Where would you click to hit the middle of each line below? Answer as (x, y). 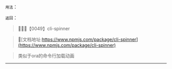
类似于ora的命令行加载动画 (46, 56)
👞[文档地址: (30, 39)
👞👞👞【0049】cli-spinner (44, 28)
